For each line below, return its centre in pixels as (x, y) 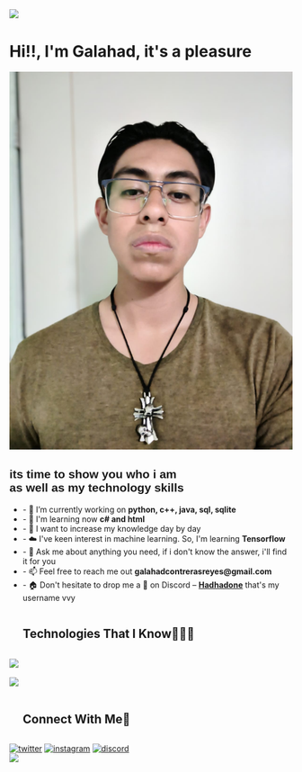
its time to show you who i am (93, 474)
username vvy (49, 597)
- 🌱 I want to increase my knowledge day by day (111, 528)
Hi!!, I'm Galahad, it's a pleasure (130, 52)
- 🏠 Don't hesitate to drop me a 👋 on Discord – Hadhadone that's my (151, 585)
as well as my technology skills (97, 488)
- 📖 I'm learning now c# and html (84, 519)
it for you (39, 561)
